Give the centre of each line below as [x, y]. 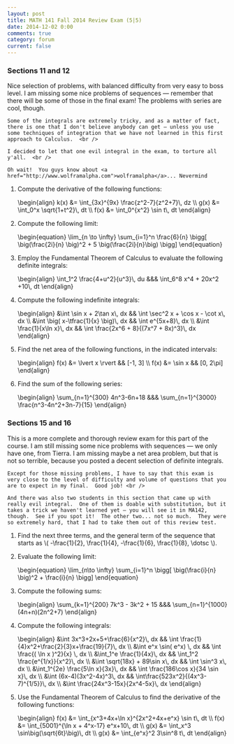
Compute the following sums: [60, 591]
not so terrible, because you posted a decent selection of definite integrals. [116, 460]
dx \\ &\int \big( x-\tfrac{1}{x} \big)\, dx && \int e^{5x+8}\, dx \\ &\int [113, 321]
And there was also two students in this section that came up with [109, 498]
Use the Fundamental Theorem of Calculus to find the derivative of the [119, 697]
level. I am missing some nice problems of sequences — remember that [110, 93]
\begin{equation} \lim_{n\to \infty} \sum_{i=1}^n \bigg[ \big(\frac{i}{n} [117, 570]
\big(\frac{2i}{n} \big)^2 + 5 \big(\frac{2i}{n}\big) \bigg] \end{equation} [120, 245]
